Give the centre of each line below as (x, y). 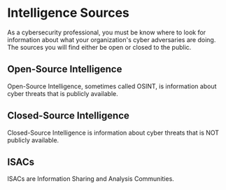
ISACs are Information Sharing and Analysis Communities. (91, 179)
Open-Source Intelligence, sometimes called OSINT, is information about (112, 86)
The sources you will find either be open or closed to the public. (99, 47)
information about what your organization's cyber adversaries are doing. (112, 39)
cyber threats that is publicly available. (63, 93)
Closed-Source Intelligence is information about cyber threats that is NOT (113, 133)
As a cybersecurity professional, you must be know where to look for (107, 32)
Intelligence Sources (68, 13)
